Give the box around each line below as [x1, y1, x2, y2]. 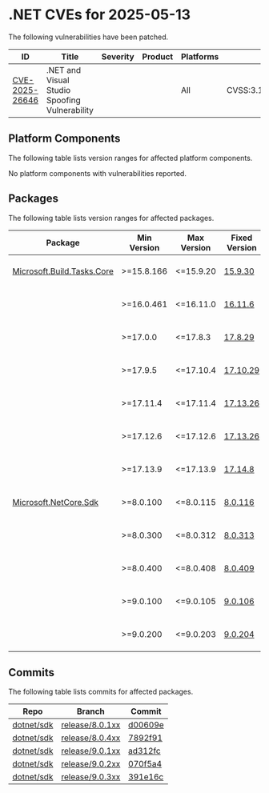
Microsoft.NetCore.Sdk [12, 496, 98, 507]
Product [142, 50, 174, 62]
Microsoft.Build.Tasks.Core [12, 266, 114, 277]
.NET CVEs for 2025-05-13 [8, 6, 191, 24]
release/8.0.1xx [61, 719, 121, 731]
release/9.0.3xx [61, 771, 121, 783]
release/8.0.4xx [61, 732, 121, 743]
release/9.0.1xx [61, 746, 121, 757]
